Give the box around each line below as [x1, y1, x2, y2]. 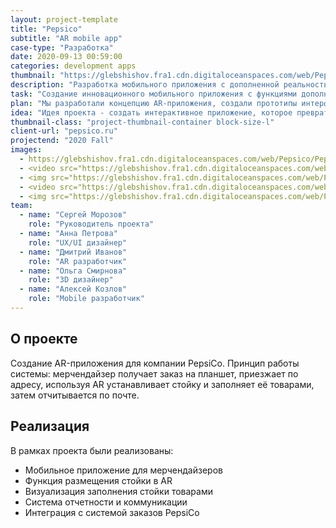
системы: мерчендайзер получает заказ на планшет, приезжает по [10, 367, 299, 380]
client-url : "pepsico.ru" [10, 126, 118, 136]
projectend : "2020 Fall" [10, 136, 114, 146]
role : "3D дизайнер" [28, 275, 114, 285]
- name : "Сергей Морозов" [19, 210, 128, 220]
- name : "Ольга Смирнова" [19, 266, 128, 276]
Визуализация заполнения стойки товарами [24, 485, 213, 497]
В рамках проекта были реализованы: [10, 444, 174, 456]
